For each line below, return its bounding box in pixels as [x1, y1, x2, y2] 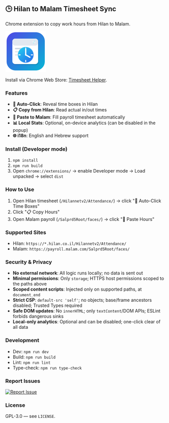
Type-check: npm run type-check [12, 364, 82, 371]
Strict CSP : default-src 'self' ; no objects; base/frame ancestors [12, 297, 152, 303]
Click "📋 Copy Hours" [12, 209, 60, 215]
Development [5, 337, 40, 344]
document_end [12, 293, 41, 298]
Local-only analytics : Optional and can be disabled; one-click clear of [12, 319, 161, 325]
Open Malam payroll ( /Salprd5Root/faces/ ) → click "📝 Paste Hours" [12, 216, 155, 222]
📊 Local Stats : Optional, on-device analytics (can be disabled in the [12, 120, 156, 126]
